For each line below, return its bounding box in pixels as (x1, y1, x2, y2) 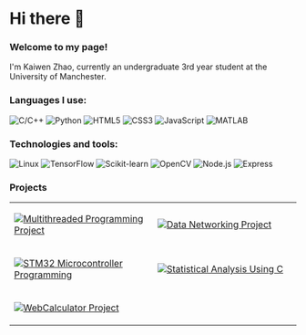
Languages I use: (9, 94, 87, 107)
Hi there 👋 (9, 8, 85, 29)
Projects (9, 182, 47, 194)
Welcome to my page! (9, 41, 108, 54)
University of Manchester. (9, 71, 107, 82)
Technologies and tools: (9, 137, 118, 150)
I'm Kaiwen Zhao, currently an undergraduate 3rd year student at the (9, 61, 268, 72)
